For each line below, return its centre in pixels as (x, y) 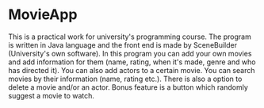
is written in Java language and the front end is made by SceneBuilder (123, 44)
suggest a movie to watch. (52, 95)
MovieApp (43, 15)
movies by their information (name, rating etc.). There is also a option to (125, 79)
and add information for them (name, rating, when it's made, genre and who (132, 62)
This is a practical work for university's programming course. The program (130, 37)
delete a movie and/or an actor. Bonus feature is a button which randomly (128, 87)
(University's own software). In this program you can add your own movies (130, 53)
